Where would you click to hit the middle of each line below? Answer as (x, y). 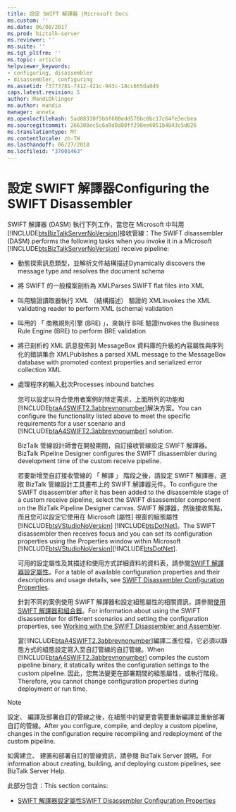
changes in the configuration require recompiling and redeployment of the (115, 733)
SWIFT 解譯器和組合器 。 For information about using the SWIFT (109, 610)
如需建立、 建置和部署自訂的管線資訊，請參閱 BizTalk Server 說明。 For (110, 756)
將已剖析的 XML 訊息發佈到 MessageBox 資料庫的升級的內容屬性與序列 (120, 345)
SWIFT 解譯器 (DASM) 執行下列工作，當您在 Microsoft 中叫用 (96, 224)
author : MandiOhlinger (41, 99)
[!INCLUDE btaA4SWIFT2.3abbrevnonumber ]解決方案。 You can (110, 408)
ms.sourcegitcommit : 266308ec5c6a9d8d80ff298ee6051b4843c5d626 (102, 125)
